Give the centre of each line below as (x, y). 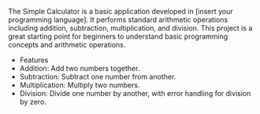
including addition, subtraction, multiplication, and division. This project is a (130, 28)
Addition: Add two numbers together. (80, 68)
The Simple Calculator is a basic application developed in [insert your (121, 11)
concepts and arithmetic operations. (67, 45)
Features (34, 60)
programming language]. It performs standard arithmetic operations (118, 20)
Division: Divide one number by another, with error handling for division (135, 93)
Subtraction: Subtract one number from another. (98, 77)
